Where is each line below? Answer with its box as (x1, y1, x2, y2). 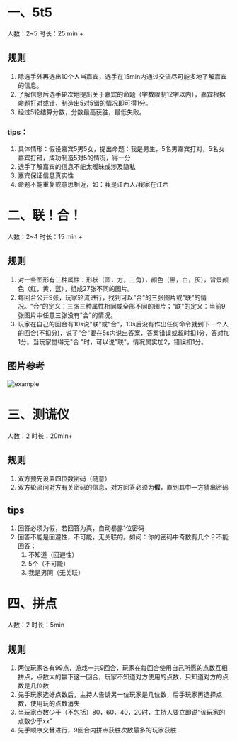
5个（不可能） (28, 559, 69, 568)
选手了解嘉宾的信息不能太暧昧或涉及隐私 (17, 163, 136, 171)
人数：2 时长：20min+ (7, 432, 73, 440)
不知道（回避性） (28, 551, 79, 559)
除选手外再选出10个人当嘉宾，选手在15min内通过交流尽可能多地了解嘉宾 (17, 72, 228, 80)
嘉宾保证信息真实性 (17, 171, 74, 180)
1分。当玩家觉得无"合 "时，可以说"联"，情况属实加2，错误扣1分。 (17, 337, 207, 346)
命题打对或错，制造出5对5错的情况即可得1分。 (17, 99, 152, 107)
